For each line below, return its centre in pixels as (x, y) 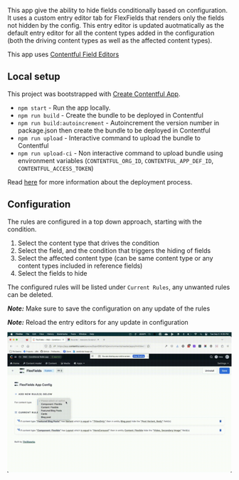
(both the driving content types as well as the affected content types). (110, 41)
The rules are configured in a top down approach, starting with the (105, 221)
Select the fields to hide (52, 273)
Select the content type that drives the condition (89, 243)
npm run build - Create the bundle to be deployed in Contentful (111, 115)
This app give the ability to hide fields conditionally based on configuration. (117, 10)
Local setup (34, 77)
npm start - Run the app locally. (64, 108)
